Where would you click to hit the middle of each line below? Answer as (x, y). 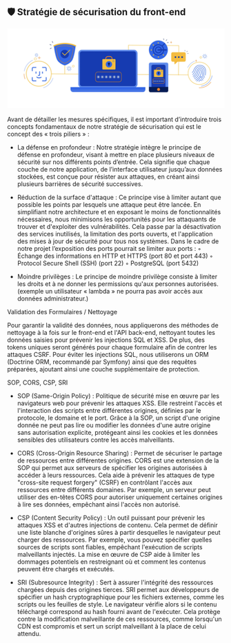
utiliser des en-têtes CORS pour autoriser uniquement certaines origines (120, 497)
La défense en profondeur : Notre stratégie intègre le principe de (109, 147)
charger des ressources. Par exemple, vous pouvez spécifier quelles (114, 540)
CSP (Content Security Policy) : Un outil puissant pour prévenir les (111, 518)
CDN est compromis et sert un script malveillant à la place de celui (112, 626)
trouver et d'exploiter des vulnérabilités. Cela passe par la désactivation (119, 226)
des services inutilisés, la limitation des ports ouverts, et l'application (115, 234)
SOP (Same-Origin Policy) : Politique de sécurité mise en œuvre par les (118, 396)
